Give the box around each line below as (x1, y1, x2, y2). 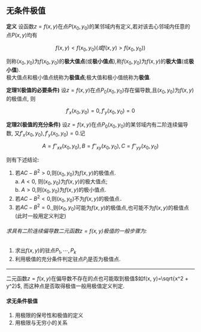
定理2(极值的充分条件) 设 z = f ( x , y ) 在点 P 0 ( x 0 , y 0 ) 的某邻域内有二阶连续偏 (6, 120, 184, 129)
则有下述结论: (6, 156, 40, 164)
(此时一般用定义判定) (14, 212, 67, 220)
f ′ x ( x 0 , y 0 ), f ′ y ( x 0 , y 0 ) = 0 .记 (19, 129, 86, 138)
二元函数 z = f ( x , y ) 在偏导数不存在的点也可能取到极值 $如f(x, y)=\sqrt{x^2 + (6, 274, 188, 282)
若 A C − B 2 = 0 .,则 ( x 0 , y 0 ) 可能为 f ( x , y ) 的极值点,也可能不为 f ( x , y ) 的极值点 (14, 203, 190, 213)
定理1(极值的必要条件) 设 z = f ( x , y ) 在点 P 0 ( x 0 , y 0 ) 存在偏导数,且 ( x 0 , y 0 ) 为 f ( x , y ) (6, 86, 194, 95)
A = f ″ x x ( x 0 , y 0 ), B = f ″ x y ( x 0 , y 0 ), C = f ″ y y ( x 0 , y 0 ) (42, 143, 159, 151)
